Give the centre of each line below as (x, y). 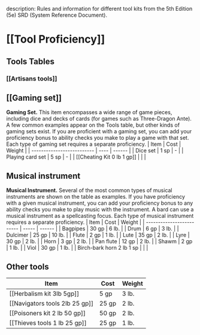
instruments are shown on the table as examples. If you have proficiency (96, 197)
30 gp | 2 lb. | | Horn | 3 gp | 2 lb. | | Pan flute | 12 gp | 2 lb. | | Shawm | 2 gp (99, 241)
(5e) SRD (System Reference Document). (57, 15)
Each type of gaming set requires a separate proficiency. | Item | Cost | (94, 144)
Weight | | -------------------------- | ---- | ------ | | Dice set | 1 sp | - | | (95, 151)
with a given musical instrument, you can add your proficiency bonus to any (100, 203)
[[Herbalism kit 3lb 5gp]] (44, 294)
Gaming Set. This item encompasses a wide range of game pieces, (89, 112)
